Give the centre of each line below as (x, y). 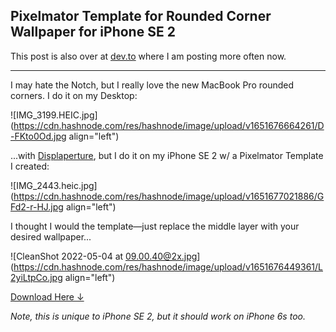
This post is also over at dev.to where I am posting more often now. (148, 56)
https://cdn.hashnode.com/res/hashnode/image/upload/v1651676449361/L (168, 266)
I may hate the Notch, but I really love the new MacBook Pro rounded (152, 85)
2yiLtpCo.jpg (36, 277)
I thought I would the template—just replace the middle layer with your (155, 226)
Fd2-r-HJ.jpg (37, 206)
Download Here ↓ (47, 296)
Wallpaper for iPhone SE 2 (93, 32)
